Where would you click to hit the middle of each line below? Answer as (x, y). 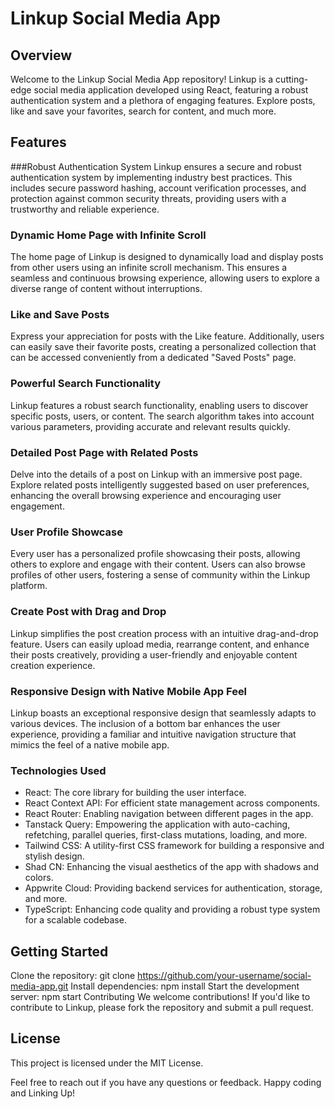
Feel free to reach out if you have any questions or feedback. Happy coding (166, 1082)
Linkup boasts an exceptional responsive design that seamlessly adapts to (163, 713)
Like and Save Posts (60, 315)
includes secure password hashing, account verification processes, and (158, 188)
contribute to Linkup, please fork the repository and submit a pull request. (162, 1007)
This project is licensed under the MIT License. (107, 1063)
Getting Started (59, 951)
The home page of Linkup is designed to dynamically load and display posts (167, 257)
